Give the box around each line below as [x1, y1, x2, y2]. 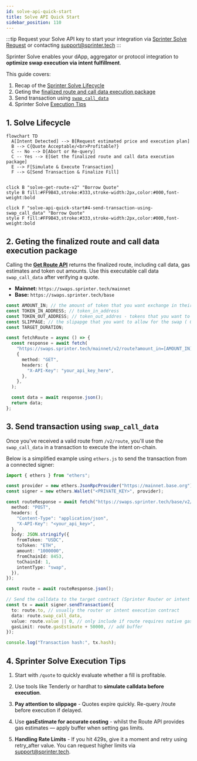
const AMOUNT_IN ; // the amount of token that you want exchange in [6, 303, 177, 308]
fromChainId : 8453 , [16, 553, 64, 559]
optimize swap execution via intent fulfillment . [6, 59, 121, 66]
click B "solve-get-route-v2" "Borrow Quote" [6, 185, 119, 191]
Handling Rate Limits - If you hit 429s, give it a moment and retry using [14, 736, 188, 742]
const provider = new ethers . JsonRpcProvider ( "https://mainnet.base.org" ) [6, 483, 193, 489]
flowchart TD [6, 133, 38, 140]
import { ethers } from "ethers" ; [6, 473, 91, 478]
